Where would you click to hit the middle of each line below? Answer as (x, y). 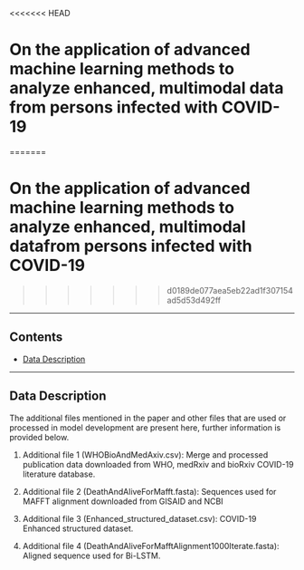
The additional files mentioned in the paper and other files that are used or (148, 418)
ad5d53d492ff (194, 300)
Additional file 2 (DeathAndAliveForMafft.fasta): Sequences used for (149, 491)
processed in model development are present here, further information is (145, 427)
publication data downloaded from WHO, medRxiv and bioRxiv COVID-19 (158, 464)
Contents (36, 338)
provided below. (39, 437)
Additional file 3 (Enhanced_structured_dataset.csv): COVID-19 (139, 518)
